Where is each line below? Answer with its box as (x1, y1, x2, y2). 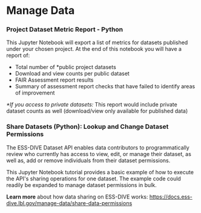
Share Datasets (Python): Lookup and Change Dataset (6, 122, 169, 131)
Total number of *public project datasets (15, 64, 116, 71)
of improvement (15, 89, 55, 97)
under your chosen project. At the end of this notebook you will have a (6, 45, 182, 53)
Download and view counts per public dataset (15, 70, 130, 77)
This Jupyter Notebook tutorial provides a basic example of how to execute (6, 168, 194, 175)
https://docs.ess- (149, 193, 193, 200)
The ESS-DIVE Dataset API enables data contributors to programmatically (6, 143, 189, 151)
